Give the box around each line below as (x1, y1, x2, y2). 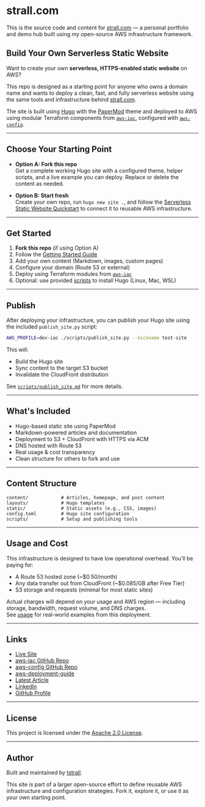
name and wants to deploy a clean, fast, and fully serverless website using (6, 89, 194, 97)
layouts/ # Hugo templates (6, 500, 105, 506)
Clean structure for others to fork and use (15, 455, 120, 462)
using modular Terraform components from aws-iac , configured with (6, 114, 178, 121)
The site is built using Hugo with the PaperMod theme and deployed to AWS (6, 108, 197, 115)
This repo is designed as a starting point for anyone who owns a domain (6, 83, 188, 90)
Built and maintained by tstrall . (6, 768, 82, 776)
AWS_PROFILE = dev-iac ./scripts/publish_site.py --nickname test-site (6, 335, 187, 341)
